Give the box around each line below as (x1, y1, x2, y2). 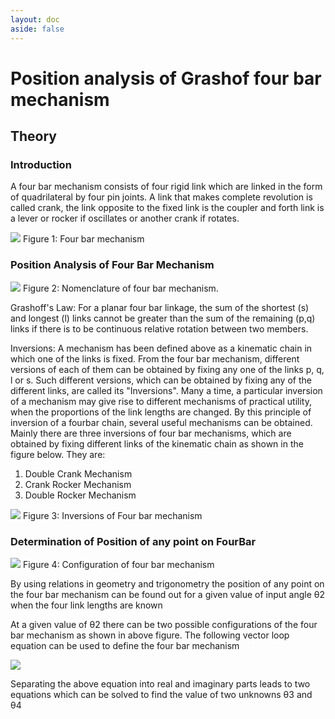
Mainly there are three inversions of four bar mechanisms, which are (10, 427, 292, 439)
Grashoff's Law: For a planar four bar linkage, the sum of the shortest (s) (10, 301, 310, 313)
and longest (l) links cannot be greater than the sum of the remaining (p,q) (10, 312, 316, 324)
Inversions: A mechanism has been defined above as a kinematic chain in (10, 342, 313, 354)
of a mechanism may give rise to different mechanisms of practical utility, (10, 395, 312, 407)
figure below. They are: (10, 448, 106, 460)
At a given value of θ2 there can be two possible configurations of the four (10, 618, 318, 630)
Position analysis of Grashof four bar (10, 67, 322, 90)
